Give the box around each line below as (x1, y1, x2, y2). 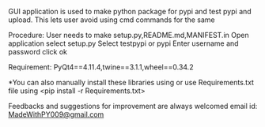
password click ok (8, 47, 67, 56)
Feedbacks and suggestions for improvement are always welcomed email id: (8, 102, 258, 110)
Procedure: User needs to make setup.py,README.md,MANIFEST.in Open (8, 31, 249, 39)
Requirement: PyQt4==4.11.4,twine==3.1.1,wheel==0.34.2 (8, 62, 194, 72)
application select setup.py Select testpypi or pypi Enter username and (8, 39, 239, 48)
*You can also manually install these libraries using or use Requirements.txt (8, 78, 255, 87)
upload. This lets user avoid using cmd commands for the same (8, 15, 215, 24)
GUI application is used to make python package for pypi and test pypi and (8, 7, 252, 16)
